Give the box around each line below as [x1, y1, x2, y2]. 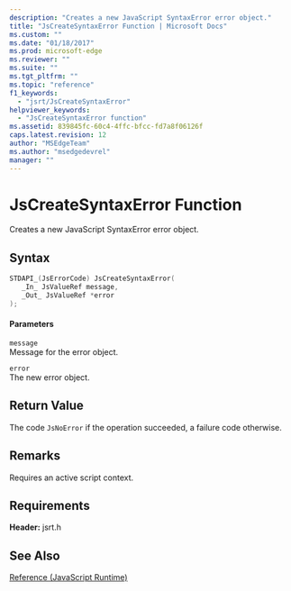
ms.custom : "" [9, 30, 63, 39]
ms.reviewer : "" [9, 55, 70, 64]
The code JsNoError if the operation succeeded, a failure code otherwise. [9, 422, 282, 432]
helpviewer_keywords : [9, 105, 91, 114]
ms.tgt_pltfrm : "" [9, 72, 78, 81]
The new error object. [9, 371, 90, 383]
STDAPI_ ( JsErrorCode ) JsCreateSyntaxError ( [9, 274, 176, 284]
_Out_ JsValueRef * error [21, 291, 115, 300]
